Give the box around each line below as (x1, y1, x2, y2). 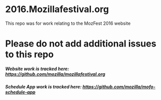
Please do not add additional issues (5, 38, 156, 49)
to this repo (5, 49, 54, 60)
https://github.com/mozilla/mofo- (82, 84, 156, 90)
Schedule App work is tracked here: (5, 84, 82, 90)
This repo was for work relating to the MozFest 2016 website (5, 20, 131, 26)
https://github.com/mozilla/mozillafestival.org (5, 71, 106, 77)
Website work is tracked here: (5, 66, 69, 72)
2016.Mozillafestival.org (5, 4, 109, 15)
